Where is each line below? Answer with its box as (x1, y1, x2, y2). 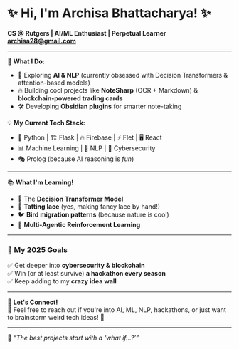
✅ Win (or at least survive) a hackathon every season (7, 269, 166, 278)
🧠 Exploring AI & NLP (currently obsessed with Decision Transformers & (17, 71, 228, 79)
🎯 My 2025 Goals (7, 244, 68, 254)
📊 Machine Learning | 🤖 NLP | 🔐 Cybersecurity (17, 144, 156, 152)
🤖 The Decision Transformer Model (17, 194, 124, 203)
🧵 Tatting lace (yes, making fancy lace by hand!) (17, 202, 161, 211)
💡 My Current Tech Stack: (7, 118, 85, 127)
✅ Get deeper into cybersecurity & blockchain (7, 261, 145, 270)
